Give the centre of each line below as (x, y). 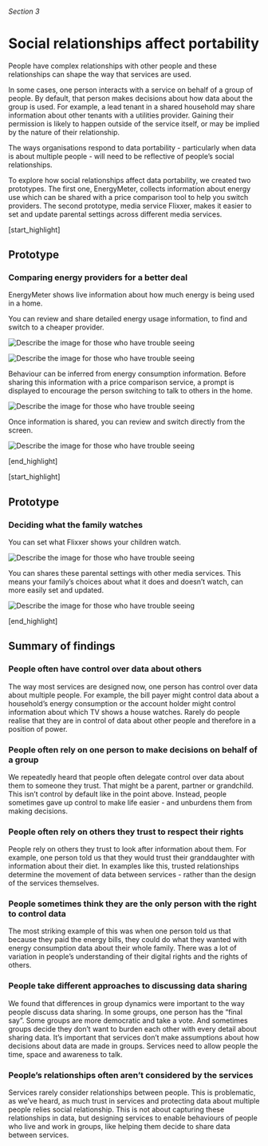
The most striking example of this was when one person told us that (120, 931)
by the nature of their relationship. (64, 132)
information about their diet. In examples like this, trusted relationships (124, 866)
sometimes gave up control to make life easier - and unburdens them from (130, 802)
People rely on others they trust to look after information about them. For (128, 849)
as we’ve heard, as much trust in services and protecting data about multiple (134, 1101)
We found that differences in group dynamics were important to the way (126, 1003)
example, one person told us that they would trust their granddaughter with (132, 858)
